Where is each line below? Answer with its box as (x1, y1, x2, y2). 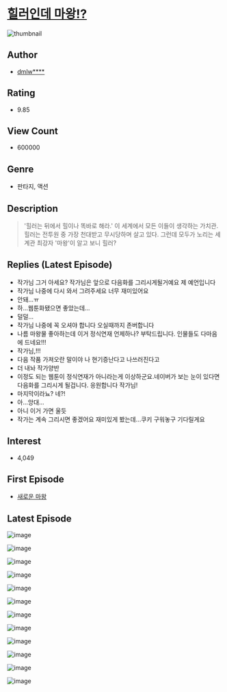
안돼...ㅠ (16, 295, 40, 304)
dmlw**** (16, 67, 45, 75)
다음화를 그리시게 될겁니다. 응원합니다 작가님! (16, 381, 138, 389)
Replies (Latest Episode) (7, 259, 113, 271)
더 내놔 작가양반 (16, 364, 59, 372)
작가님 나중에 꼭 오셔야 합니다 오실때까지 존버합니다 (16, 321, 155, 329)
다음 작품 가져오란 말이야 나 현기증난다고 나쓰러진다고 (16, 355, 160, 363)
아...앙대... (16, 398, 44, 406)
